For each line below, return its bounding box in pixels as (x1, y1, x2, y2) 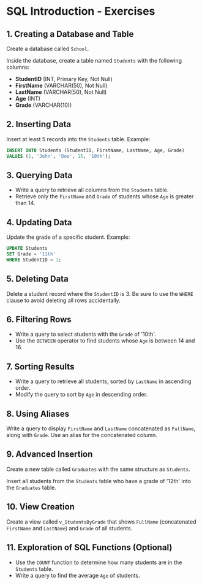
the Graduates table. (6, 484, 57, 491)
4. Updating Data (6, 217, 72, 228)
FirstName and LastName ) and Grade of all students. (6, 524, 133, 532)
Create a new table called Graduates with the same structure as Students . (6, 465, 190, 473)
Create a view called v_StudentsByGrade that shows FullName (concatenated (6, 517, 197, 525)
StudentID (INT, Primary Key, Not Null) (15, 76, 113, 82)
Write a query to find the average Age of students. (15, 571, 140, 579)
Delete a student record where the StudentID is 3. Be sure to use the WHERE (6, 290, 193, 297)
